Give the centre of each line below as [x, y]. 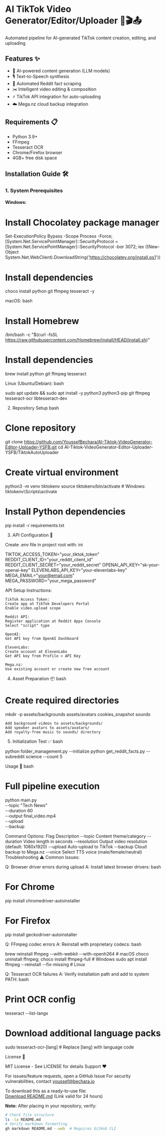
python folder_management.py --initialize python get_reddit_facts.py [75, 751]
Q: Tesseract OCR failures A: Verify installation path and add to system [77, 974]
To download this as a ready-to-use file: [46, 1091]
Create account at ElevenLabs [36, 652]
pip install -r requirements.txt [35, 525]
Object [12, 252]
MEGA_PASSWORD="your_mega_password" [51, 581]
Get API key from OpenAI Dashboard [42, 639]
